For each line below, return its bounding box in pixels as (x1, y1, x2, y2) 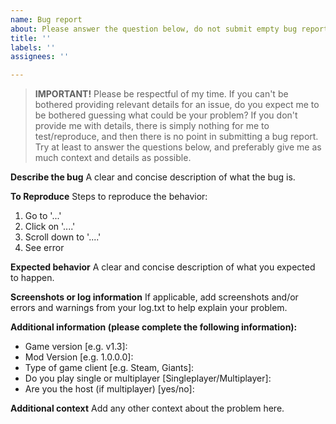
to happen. (10, 272, 55, 284)
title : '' (10, 33, 52, 43)
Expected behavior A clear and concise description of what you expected (10, 261, 316, 273)
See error (24, 242, 65, 254)
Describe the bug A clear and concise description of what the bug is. (10, 171, 296, 183)
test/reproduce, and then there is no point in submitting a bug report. (34, 131, 319, 143)
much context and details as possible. (34, 152, 192, 164)
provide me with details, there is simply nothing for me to (34, 120, 270, 132)
